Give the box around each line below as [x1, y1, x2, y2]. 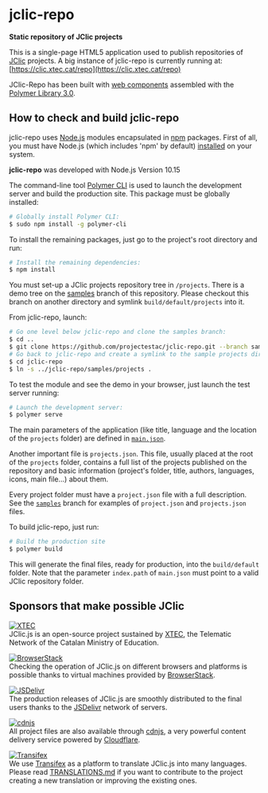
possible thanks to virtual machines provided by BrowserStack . [9, 669, 216, 679]
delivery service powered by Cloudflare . [9, 735, 141, 744]
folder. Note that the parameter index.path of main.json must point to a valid [9, 568, 259, 577]
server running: [9, 388, 60, 398]
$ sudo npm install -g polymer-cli [9, 220, 127, 228]
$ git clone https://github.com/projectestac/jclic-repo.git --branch [9, 343, 248, 351]
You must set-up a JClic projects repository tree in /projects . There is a [9, 281, 245, 290]
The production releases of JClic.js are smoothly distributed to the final [9, 693, 242, 703]
